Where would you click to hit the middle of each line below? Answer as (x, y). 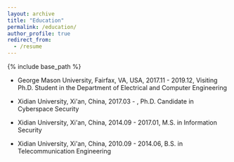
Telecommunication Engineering (64, 151)
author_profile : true (39, 33)
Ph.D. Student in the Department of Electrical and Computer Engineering (122, 88)
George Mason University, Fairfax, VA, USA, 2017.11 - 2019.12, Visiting (117, 80)
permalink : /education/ (42, 27)
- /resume (28, 46)
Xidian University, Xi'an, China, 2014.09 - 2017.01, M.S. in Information (117, 123)
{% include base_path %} (44, 67)
